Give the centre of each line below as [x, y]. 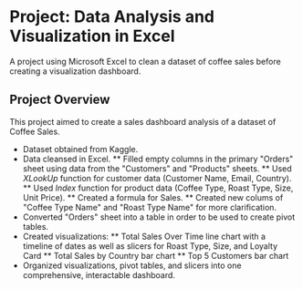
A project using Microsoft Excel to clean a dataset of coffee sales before [145, 61]
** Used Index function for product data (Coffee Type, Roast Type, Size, [158, 188]
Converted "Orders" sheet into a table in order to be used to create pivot [159, 217]
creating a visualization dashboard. [75, 71]
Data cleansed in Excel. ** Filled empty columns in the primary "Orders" [158, 159]
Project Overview [60, 100]
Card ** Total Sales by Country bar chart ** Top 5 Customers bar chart [156, 255]
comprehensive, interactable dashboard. [99, 274]
